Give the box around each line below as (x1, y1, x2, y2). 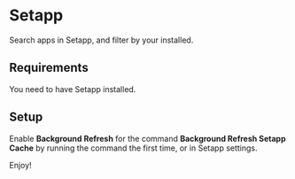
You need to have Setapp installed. (9, 83, 136, 94)
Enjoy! (9, 160, 33, 170)
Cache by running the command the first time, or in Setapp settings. (9, 143, 259, 153)
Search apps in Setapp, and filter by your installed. (9, 35, 194, 45)
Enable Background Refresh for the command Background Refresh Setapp (9, 133, 286, 144)
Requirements (9, 60, 89, 75)
